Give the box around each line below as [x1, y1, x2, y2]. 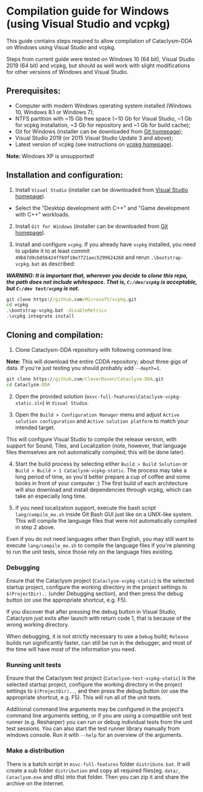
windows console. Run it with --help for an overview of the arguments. [6, 731, 183, 739]
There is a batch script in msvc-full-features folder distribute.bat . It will [6, 760, 190, 768]
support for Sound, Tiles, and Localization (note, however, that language [6, 441, 187, 449]
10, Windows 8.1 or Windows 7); [15, 108, 95, 116]
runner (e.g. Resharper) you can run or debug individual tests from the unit [6, 719, 193, 726]
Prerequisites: [6, 86, 61, 96]
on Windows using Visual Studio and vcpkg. [6, 44, 116, 51]
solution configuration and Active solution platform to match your [15, 417, 189, 425]
